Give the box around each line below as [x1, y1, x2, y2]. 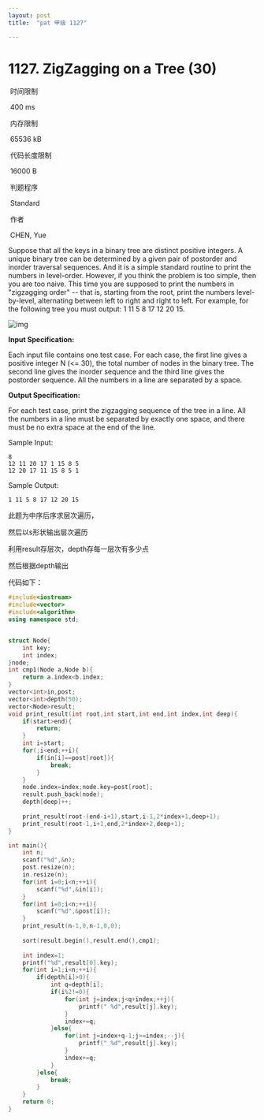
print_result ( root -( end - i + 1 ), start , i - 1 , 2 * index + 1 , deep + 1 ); [22, 813, 221, 820]
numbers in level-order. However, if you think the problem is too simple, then [8, 271, 257, 281]
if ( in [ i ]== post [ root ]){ [36, 753, 114, 761]
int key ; [22, 644, 51, 652]
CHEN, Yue [9, 230, 46, 240]
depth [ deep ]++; [22, 798, 73, 806]
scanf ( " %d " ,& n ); [22, 856, 76, 864]
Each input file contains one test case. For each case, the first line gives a [8, 350, 247, 359]
